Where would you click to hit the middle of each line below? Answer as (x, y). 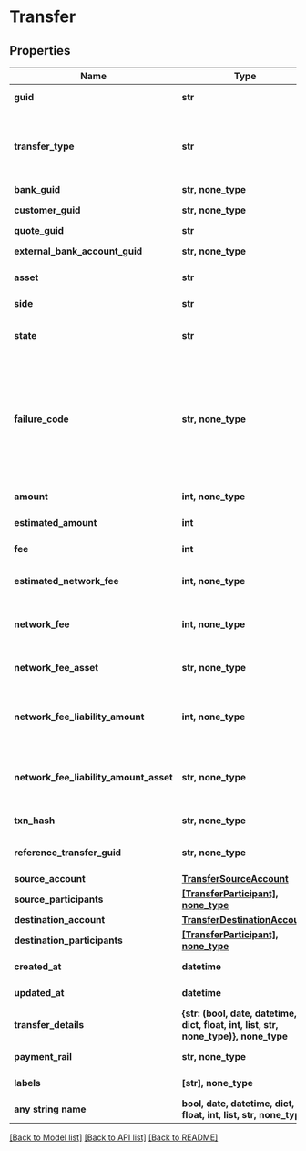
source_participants (59, 899)
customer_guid (47, 210)
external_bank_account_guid (78, 251)
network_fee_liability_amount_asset (93, 777)
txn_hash (35, 821)
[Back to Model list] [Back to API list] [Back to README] (114, 1137)
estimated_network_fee (66, 581)
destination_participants (68, 940)
